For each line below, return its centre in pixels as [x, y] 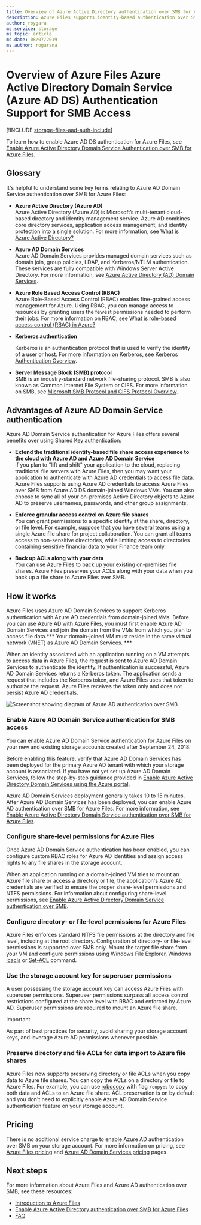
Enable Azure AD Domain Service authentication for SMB [91, 720]
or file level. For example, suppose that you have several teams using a [102, 528]
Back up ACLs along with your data [59, 558]
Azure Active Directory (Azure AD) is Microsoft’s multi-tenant [90, 212]
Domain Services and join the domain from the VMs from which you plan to [99, 630]
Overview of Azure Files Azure [84, 75]
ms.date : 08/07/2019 [32, 40]
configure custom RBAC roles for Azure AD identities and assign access [95, 856]
